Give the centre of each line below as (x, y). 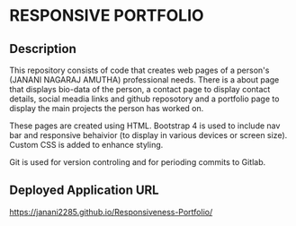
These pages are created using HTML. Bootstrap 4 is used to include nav (145, 126)
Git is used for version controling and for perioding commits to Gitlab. (138, 162)
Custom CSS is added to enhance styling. (86, 145)
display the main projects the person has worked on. (107, 108)
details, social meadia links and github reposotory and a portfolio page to (144, 99)
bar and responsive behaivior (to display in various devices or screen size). (148, 135)
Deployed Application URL (84, 191)
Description (43, 49)
